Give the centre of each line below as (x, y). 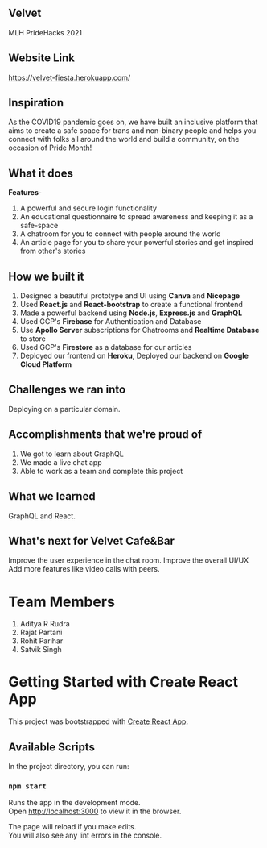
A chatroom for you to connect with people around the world (120, 234)
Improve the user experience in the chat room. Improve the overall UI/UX (129, 560)
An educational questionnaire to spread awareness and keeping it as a (136, 217)
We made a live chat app (61, 462)
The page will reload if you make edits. (72, 827)
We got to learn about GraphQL (72, 454)
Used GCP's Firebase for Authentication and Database (111, 322)
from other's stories (53, 251)
